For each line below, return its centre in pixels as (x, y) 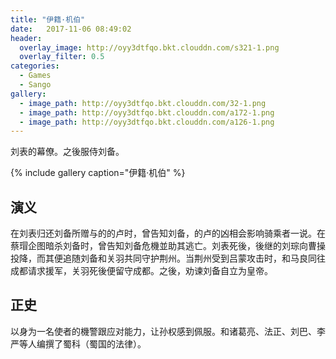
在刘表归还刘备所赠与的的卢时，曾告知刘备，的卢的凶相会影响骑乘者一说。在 (168, 233)
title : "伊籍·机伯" (48, 19)
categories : (35, 66)
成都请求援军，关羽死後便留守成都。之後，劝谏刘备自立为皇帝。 (141, 271)
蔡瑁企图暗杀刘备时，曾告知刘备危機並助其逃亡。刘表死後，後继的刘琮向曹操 (168, 246)
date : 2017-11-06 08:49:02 (71, 29)
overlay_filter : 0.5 (62, 57)
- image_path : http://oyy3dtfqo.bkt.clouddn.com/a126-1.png (147, 122)
